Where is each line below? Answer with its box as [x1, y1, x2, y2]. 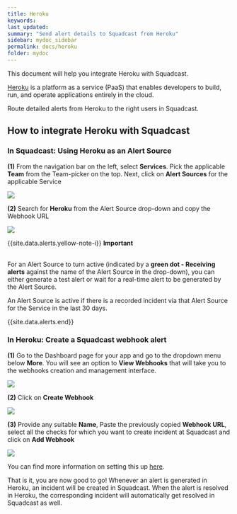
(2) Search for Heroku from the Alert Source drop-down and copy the [7, 204, 211, 212]
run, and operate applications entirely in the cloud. [7, 90, 154, 99]
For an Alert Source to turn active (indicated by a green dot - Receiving [7, 260, 216, 268]
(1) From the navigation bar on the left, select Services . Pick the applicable [7, 162, 225, 171]
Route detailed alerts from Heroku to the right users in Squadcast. [7, 104, 200, 113]
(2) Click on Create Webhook [7, 393, 94, 401]
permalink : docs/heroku [7, 43, 78, 50]
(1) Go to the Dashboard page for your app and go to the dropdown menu [7, 351, 221, 360]
